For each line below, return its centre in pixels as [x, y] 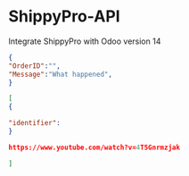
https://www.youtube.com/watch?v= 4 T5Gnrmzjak [94, 147]
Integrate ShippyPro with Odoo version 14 [85, 41]
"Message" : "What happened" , [61, 74]
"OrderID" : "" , [35, 66]
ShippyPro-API [65, 17]
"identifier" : [35, 123]
